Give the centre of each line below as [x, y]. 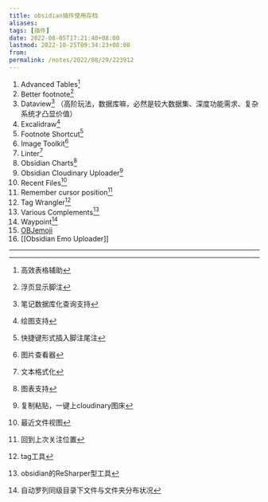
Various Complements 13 [60, 211]
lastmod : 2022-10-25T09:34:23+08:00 [70, 45]
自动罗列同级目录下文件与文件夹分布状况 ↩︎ [91, 490]
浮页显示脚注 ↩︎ [45, 287]
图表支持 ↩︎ [39, 389]
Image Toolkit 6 [45, 143]
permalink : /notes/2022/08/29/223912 [72, 61]
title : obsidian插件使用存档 [54, 16]
